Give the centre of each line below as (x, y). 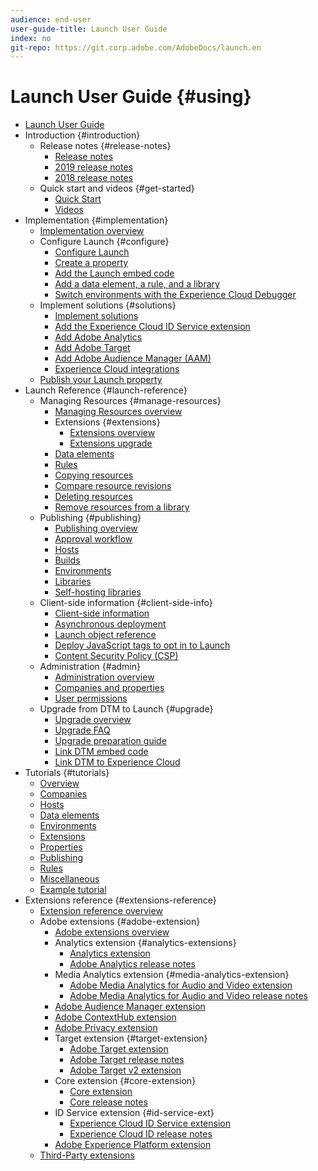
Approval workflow (93, 539)
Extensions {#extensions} (107, 422)
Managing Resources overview (118, 412)
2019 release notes (93, 167)
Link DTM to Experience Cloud (117, 762)
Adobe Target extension (119, 1049)
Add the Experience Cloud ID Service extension (152, 327)
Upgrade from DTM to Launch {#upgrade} (126, 709)
